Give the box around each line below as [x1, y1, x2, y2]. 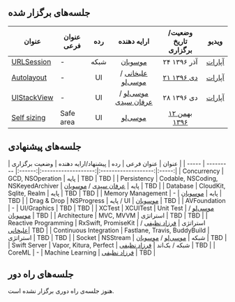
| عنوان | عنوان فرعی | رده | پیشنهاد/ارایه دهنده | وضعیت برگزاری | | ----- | [8, 159, 205, 167]
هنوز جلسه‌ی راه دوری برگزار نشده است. [8, 287, 114, 295]
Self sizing [11, 112, 46, 122]
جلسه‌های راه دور [8, 269, 74, 280]
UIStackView [11, 92, 54, 102]
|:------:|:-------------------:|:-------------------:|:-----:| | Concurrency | [15, 167, 224, 175]
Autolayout [11, 73, 47, 82]
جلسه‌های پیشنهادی [8, 141, 82, 153]
